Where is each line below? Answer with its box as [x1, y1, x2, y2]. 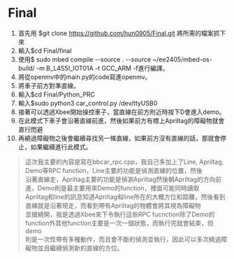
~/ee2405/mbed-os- [152, 55, 212, 64]
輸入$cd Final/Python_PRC [17, 90, 96, 99]
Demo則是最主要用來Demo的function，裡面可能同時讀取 [37, 183, 200, 192]
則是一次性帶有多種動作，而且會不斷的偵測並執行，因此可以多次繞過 [24, 234, 221, 243]
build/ [17, 64, 36, 72]
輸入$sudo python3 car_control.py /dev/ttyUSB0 [17, 99, 158, 107]
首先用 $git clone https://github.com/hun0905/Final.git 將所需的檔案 [17, 29, 214, 37]
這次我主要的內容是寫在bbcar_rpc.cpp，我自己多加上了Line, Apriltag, [24, 157, 224, 166]
